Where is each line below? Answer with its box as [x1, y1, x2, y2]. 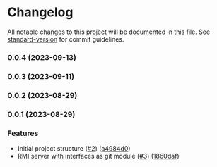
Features [7, 128, 39, 138]
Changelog [7, 4, 74, 20]
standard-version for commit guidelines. [7, 35, 124, 43]
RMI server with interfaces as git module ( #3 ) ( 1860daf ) [17, 151, 180, 160]
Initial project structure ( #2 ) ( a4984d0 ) [17, 144, 131, 152]
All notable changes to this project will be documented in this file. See [7, 27, 211, 36]
